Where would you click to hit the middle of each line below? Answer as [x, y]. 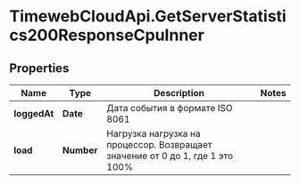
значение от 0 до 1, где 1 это [170, 156]
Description [179, 93]
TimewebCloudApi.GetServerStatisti [148, 16]
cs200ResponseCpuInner [107, 35]
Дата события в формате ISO [170, 108]
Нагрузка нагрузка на [154, 133]
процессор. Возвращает [159, 145]
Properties [39, 68]
